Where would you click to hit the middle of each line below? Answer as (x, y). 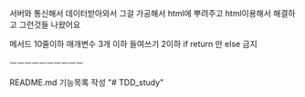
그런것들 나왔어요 (49, 24)
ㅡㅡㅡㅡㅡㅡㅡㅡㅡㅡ (47, 63)
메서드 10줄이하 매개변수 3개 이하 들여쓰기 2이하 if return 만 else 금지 (133, 44)
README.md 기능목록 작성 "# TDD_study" (87, 82)
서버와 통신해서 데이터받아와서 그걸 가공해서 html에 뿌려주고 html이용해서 (141, 13)
